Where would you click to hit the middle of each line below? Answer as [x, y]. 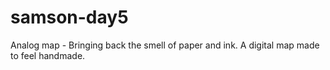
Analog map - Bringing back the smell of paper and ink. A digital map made [165, 45]
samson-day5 [69, 17]
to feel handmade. [48, 55]
